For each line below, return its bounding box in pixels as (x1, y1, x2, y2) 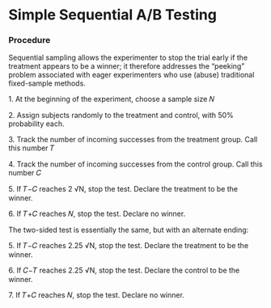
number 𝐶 (8, 168, 42, 178)
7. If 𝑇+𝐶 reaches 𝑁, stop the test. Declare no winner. (8, 290, 184, 300)
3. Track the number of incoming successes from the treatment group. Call (8, 135, 258, 145)
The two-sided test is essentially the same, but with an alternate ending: (8, 225, 249, 235)
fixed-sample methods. (8, 78, 87, 88)
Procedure (8, 35, 51, 46)
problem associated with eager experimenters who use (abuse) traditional (8, 70, 255, 80)
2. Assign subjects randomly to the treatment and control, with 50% (8, 111, 235, 120)
